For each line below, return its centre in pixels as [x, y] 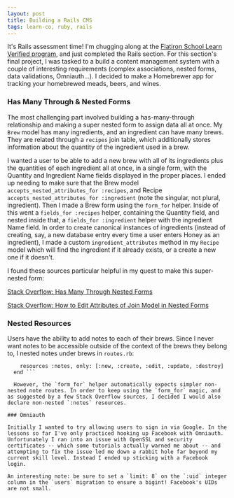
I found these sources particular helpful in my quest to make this [100, 271]
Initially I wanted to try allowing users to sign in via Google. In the [117, 427]
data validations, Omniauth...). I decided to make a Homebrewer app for [110, 76]
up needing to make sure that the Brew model [73, 183]
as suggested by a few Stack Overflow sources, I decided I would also [114, 397]
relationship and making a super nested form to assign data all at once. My [115, 124]
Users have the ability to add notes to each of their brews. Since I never [110, 338]
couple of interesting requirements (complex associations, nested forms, [112, 69]
